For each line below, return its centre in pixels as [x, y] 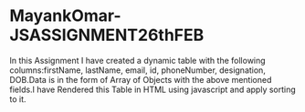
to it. [18, 99]
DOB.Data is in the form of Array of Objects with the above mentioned [141, 79]
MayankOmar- [65, 16]
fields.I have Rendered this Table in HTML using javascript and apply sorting [153, 89]
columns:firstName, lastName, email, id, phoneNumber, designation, [138, 70]
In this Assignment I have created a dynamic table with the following [138, 60]
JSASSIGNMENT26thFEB [107, 35]
